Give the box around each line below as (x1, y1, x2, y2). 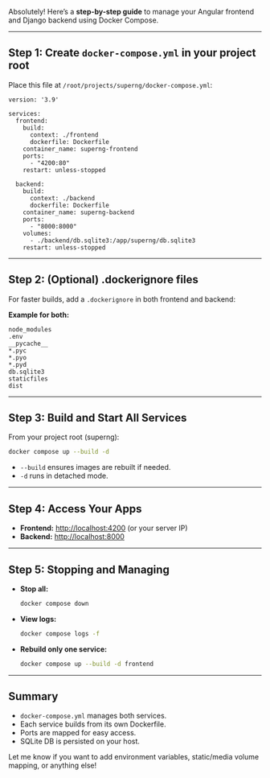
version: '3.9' (8, 96, 59, 104)
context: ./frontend (29, 130, 99, 139)
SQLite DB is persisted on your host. (19, 736, 141, 747)
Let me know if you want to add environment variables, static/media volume (8, 752, 260, 762)
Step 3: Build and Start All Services (8, 411, 187, 425)
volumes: (22, 229, 52, 237)
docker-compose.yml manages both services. (19, 711, 167, 721)
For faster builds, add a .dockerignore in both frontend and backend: (8, 294, 235, 304)
